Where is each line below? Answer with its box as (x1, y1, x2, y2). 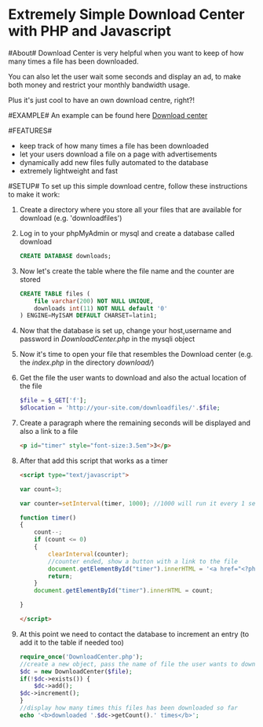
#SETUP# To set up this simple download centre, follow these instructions (8, 181, 248, 190)
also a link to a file (19, 427, 79, 436)
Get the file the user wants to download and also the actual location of (19, 373, 247, 383)
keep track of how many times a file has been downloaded (19, 141, 210, 150)
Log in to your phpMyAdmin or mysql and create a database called (19, 228, 236, 237)
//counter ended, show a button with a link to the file (48, 557, 238, 565)
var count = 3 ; (19, 485, 63, 493)
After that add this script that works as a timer (19, 456, 168, 465)
